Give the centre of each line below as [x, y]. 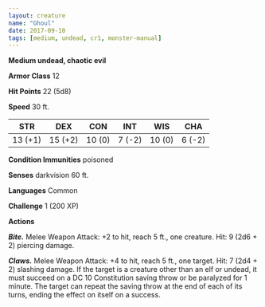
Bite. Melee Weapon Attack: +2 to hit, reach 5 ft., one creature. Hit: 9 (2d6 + [133, 237]
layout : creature [37, 16]
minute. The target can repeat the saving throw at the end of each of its [125, 286]
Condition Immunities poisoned [61, 159]
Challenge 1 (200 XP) [44, 206]
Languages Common [43, 191]
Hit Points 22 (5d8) [40, 92]
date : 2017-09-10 [37, 30]
